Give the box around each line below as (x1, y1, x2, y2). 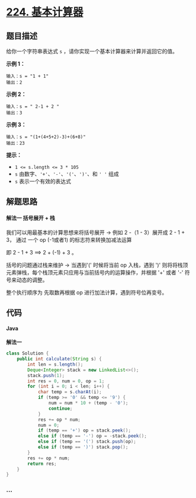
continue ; (48, 406, 73, 411)
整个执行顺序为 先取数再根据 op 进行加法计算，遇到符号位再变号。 (6, 289, 168, 296)
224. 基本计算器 (6, 5, 83, 19)
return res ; (27, 461, 57, 467)
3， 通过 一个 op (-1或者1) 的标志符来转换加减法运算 (6, 236, 132, 243)
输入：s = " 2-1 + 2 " (6, 104, 60, 110)
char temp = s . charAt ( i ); (37, 389, 102, 395)
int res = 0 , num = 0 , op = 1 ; (27, 378, 105, 384)
